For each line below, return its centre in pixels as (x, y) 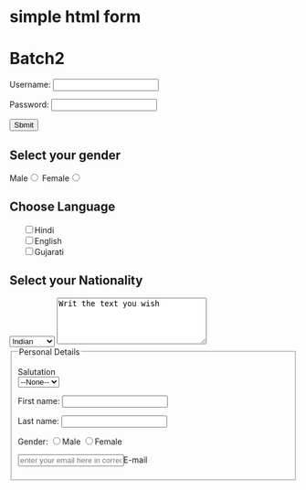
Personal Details (49, 352)
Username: (31, 85)
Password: (29, 105)
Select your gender (65, 155)
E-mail (135, 460)
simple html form (75, 17)
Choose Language (63, 207)
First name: (39, 401)
